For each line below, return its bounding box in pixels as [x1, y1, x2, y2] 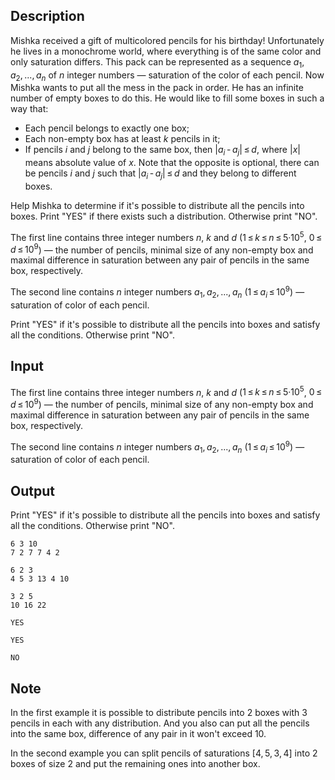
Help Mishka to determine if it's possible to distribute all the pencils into [10, 200, 305, 211]
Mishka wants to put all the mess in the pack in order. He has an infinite [10, 82, 304, 94]
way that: [10, 103, 49, 115]
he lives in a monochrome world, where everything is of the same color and [10, 45, 322, 57]
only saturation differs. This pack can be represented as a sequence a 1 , [10, 55, 305, 70]
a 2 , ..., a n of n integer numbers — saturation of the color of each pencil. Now [10, 69, 325, 83]
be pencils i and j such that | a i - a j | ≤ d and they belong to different [24, 167, 297, 181]
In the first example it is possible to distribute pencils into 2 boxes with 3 [10, 706, 308, 718]
